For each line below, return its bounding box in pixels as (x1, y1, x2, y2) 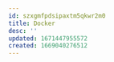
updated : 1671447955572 (8, 34, 88, 43)
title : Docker (8, 19, 56, 27)
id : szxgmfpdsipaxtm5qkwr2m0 (8, 11, 106, 20)
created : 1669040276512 (8, 42, 88, 50)
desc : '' (8, 27, 38, 35)
